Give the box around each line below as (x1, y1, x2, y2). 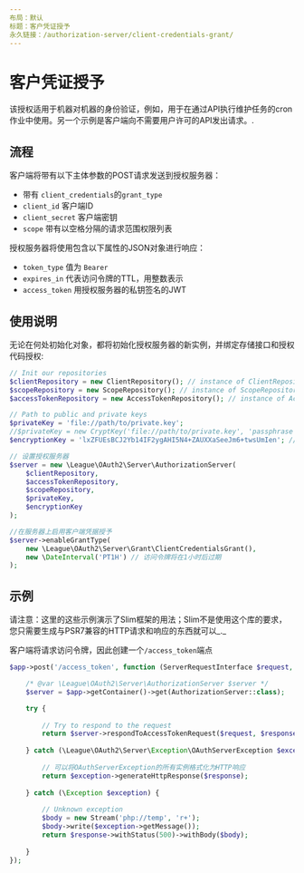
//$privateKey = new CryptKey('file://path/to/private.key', (9, 427, 245, 436)
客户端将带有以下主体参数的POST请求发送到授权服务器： (9, 170, 222, 181)
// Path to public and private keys (9, 410, 147, 420)
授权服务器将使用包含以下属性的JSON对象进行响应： (9, 242, 206, 254)
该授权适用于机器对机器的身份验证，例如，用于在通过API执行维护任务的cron (9, 103, 293, 114)
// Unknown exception (42, 805, 124, 814)
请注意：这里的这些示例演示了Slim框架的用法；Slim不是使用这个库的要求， (9, 614, 288, 626)
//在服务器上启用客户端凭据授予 (9, 527, 112, 536)
